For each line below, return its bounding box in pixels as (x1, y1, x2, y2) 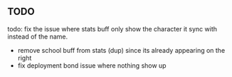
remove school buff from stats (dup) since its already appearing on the (17, 46, 226, 54)
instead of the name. (7, 32, 68, 41)
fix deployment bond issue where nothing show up (17, 61, 167, 70)
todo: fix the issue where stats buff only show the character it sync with (7, 24, 217, 33)
